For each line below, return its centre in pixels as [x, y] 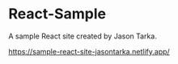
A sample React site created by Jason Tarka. [83, 36]
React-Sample [57, 14]
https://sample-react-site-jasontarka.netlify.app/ [89, 51]
